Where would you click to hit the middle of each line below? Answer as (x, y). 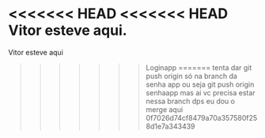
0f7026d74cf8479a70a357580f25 (202, 117)
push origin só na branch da (191, 76)
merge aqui (165, 109)
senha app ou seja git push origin (200, 84)
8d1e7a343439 (170, 126)
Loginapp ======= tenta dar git (199, 67)
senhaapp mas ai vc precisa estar (201, 92)
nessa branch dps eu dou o (191, 101)
